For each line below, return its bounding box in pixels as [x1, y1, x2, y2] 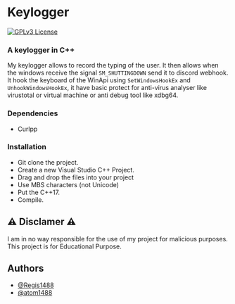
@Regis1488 [17, 281, 54, 289]
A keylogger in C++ [7, 45, 75, 55]
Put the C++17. [17, 188, 61, 196]
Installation [7, 142, 47, 152]
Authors [7, 262, 44, 274]
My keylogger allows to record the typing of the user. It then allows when [7, 61, 220, 70]
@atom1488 [17, 289, 53, 297]
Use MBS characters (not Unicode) [17, 180, 120, 189]
